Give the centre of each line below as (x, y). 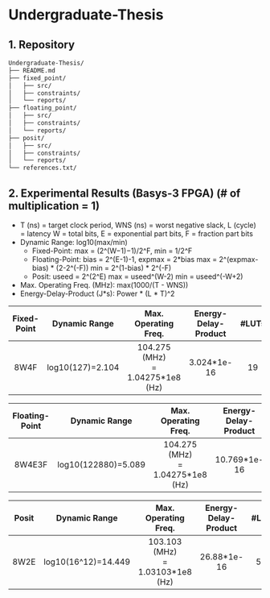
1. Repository (41, 45)
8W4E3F (31, 464)
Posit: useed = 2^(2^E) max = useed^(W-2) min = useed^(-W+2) (137, 276)
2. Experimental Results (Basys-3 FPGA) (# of (125, 193)
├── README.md (32, 70)
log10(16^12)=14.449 (87, 562)
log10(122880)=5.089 (102, 464)
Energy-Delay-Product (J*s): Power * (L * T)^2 (97, 293)
